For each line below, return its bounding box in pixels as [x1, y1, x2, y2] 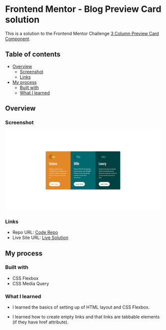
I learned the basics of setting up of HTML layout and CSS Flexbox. [12, 304, 150, 310]
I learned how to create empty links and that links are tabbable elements [12, 314, 160, 320]
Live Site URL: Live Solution [12, 235, 68, 241]
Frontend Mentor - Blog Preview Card [5, 3, 162, 15]
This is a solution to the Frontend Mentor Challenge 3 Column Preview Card [5, 30, 160, 36]
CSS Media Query [12, 280, 49, 286]
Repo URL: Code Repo [12, 230, 58, 236]
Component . [5, 36, 31, 42]
